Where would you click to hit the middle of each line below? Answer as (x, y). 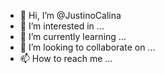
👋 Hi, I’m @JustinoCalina (70, 15)
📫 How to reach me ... (66, 58)
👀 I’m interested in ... (62, 26)
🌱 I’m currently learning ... (73, 36)
